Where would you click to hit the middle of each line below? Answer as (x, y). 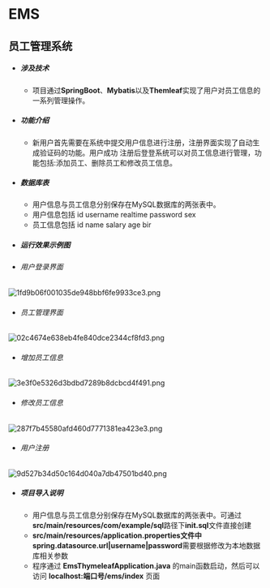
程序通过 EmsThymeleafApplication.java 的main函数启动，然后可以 (146, 565)
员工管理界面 (41, 312)
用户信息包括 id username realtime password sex (114, 215)
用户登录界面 (41, 267)
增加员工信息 (41, 357)
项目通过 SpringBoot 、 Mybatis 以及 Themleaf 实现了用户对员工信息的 (146, 90)
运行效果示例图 (45, 245)
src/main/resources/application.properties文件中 (117, 535)
